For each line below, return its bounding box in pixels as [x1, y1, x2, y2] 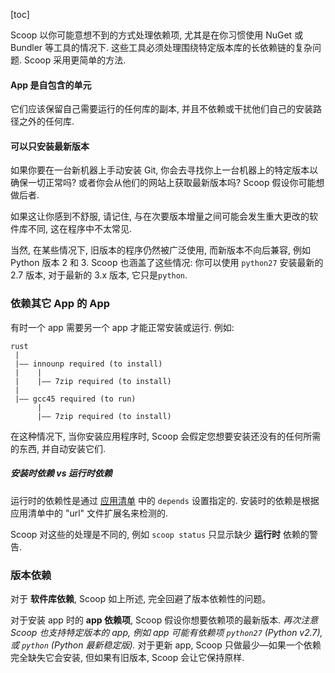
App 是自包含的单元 [10, 79, 92, 91]
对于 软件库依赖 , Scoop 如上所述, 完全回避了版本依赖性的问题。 [10, 592, 272, 604]
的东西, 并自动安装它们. [10, 442, 107, 454]
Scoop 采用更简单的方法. [23, 54, 127, 66]
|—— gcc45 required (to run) [14, 394, 137, 404]
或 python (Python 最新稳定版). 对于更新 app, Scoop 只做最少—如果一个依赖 [10, 639, 322, 651]
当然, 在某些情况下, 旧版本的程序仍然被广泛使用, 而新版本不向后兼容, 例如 [10, 244, 311, 256]
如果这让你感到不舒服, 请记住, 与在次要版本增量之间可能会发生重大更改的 [10, 210, 310, 223]
